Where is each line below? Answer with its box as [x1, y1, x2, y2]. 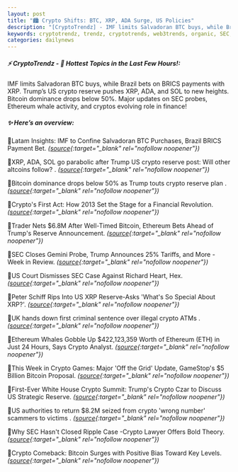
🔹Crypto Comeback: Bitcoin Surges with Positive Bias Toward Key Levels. [7, 449, 222, 457]
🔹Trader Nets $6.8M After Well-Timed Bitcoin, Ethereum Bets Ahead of [7, 221, 214, 230]
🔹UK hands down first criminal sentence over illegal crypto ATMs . [7, 314, 200, 323]
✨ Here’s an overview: [7, 118, 74, 127]
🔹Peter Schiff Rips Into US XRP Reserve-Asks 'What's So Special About [7, 293, 216, 301]
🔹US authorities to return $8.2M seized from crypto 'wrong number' [7, 406, 205, 415]
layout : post [7, 10, 46, 18]
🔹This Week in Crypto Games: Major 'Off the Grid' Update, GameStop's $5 [7, 364, 225, 372]
